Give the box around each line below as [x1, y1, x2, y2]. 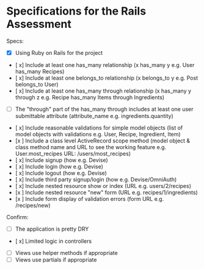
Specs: [6, 37, 24, 44]
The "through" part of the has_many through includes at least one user [15, 105, 194, 113]
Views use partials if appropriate [15, 256, 97, 264]
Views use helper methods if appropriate [15, 250, 118, 257]
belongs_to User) [15, 81, 59, 88]
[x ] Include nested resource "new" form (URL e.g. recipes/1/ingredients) [15, 189, 199, 196]
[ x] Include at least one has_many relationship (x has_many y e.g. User [15, 61, 195, 68]
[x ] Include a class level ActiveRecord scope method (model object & [15, 137, 191, 144]
